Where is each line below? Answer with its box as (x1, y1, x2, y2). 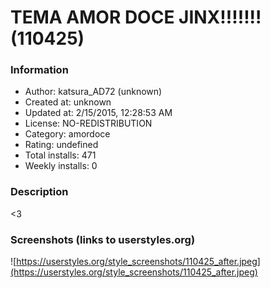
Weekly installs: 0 (24, 160, 98, 172)
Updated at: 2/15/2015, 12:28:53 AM (24, 107, 173, 119)
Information (10, 63, 69, 77)
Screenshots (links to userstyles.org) (10, 232, 196, 246)
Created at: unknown (24, 96, 112, 108)
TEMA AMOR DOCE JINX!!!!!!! (10, 6, 262, 29)
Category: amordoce (24, 128, 111, 140)
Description (10, 185, 69, 199)
